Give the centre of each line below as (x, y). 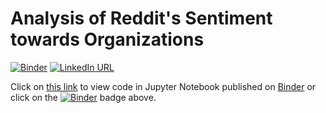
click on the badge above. (83, 97)
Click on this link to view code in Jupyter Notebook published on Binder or (163, 86)
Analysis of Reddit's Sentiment (141, 18)
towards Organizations (107, 39)
